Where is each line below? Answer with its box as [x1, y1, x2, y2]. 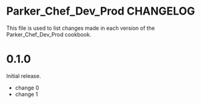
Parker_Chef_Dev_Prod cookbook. [6, 30, 92, 38]
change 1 [15, 90, 38, 98]
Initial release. [6, 72, 41, 80]
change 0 [15, 84, 39, 91]
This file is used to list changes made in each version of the [6, 24, 155, 32]
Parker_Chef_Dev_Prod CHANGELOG [6, 4, 196, 18]
